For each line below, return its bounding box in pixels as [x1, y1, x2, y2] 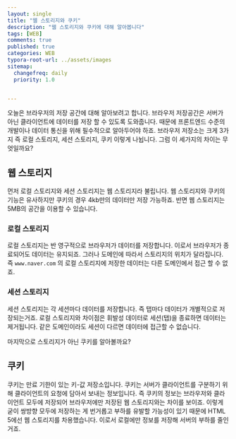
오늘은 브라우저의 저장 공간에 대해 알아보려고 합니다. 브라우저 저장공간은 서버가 [7, 109, 224, 117]
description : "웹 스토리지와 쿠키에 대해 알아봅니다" [7, 23, 145, 30]
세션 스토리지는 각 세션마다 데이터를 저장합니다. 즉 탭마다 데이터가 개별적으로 [7, 305, 218, 313]
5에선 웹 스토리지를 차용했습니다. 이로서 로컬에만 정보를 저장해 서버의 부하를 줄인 [7, 415, 229, 424]
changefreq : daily [13, 69, 68, 76]
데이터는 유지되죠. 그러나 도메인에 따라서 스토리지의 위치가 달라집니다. [31, 250, 224, 259]
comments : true [7, 37, 52, 44]
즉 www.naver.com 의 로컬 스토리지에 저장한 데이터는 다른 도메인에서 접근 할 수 [7, 259, 221, 267]
